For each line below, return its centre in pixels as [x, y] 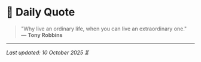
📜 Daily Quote [41, 12]
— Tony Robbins [42, 35]
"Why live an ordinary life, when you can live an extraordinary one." [104, 29]
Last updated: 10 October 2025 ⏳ [47, 52]
